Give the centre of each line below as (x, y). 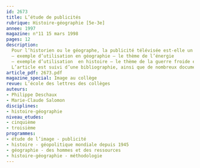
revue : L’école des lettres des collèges (58, 84)
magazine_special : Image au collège (51, 78)
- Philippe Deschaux (32, 95)
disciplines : (22, 106)
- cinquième (21, 123)
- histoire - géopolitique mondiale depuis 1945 (68, 144)
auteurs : (17, 89)
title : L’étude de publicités (44, 17)
